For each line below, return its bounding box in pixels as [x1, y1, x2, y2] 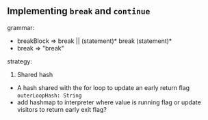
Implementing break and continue [7, 5, 151, 17]
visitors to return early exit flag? [16, 105, 107, 113]
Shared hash [16, 70, 53, 78]
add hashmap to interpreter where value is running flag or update [16, 98, 202, 106]
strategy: [7, 57, 33, 65]
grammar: [7, 23, 35, 31]
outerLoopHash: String [16, 92, 82, 99]
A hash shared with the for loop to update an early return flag [16, 83, 190, 91]
